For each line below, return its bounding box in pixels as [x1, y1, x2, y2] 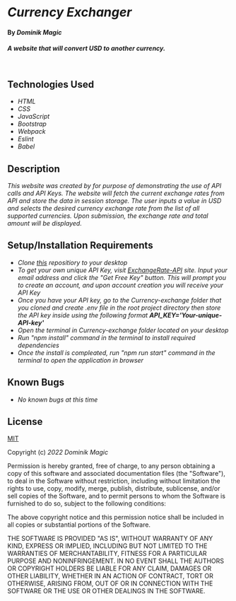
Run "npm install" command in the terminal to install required [17, 333, 196, 342]
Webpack [17, 127, 46, 136]
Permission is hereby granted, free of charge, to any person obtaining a [7, 462, 216, 470]
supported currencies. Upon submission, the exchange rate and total [7, 211, 208, 220]
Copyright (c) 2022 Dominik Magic [7, 448, 108, 457]
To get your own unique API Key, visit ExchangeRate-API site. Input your [17, 266, 228, 274]
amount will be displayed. [7, 219, 83, 227]
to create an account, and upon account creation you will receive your [17, 281, 224, 289]
